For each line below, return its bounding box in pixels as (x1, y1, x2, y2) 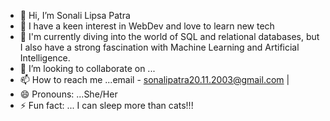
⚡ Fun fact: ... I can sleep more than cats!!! (19, 100, 194, 111)
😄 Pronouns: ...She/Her (19, 88, 118, 100)
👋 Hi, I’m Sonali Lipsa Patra (19, 10, 131, 21)
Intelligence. (19, 52, 71, 64)
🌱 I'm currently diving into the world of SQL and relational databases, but (19, 31, 320, 42)
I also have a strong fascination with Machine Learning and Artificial (19, 41, 300, 53)
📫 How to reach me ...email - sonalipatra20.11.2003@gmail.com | (19, 74, 290, 85)
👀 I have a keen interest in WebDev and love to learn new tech (19, 20, 275, 32)
